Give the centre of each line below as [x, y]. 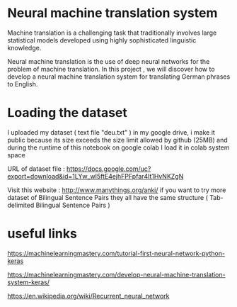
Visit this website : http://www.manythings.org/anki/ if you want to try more [117, 190]
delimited [21, 205]
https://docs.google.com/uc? [109, 169]
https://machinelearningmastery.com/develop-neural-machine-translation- [116, 274]
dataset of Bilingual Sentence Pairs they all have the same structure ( [108, 197]
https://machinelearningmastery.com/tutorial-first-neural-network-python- [116, 253]
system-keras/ [29, 282]
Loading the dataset [67, 113]
